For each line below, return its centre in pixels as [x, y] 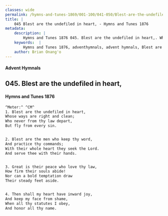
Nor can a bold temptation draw [39, 176]
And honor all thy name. [31, 208]
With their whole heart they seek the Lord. [52, 149]
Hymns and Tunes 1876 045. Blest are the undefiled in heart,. [90, 38]
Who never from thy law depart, [39, 121]
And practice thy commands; [34, 144]
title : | [14, 19]
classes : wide [20, 10]
